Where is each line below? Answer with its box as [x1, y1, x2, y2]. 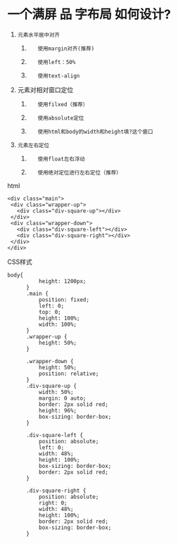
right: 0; [38, 499, 68, 507]
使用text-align [37, 72, 80, 80]
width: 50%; [38, 388, 74, 396]
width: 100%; [38, 321, 77, 328]
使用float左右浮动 [37, 156, 86, 163]
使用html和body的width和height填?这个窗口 [37, 128, 153, 135]
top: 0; [38, 308, 61, 315]
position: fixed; [38, 296, 90, 303]
